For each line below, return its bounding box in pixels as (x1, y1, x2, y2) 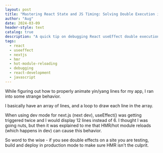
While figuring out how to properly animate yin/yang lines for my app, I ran (5, 88, 154, 94)
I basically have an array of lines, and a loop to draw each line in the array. (5, 102, 154, 108)
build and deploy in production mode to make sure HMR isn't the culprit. (5, 142, 149, 148)
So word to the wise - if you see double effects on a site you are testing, (5, 137, 149, 143)
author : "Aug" (5, 16, 34, 21)
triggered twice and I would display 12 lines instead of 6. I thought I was (5, 117, 148, 123)
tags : (5, 39, 16, 44)
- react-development (9, 70, 51, 75)
